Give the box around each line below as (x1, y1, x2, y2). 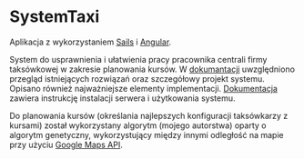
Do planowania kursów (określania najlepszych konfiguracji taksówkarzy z (9, 110, 289, 121)
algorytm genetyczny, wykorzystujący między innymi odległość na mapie (9, 129, 284, 140)
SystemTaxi (9, 6, 100, 27)
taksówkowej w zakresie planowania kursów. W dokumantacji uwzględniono (9, 64, 296, 75)
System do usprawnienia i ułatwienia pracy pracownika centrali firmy (9, 54, 268, 65)
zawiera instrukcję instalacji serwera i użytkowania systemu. (9, 93, 236, 104)
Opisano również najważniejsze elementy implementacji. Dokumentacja (9, 83, 278, 94)
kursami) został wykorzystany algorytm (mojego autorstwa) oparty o (9, 120, 267, 131)
